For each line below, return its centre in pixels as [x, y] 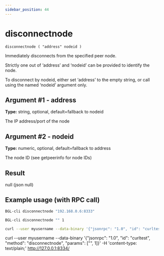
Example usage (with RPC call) [52, 200]
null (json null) [19, 185]
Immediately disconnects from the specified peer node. [61, 55]
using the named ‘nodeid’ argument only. [46, 85]
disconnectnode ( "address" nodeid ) [43, 47]
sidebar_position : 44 [27, 9]
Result [15, 173]
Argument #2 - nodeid [40, 137]
